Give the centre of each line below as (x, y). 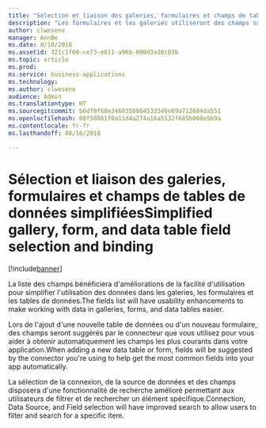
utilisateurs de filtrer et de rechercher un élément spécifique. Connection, (127, 398)
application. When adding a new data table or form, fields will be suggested (131, 350)
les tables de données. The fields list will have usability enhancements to (126, 301)
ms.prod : (23, 67)
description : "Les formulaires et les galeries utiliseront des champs (129, 23)
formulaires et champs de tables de (127, 196)
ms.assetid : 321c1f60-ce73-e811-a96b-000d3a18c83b (93, 52)
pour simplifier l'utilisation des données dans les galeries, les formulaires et (131, 292)
